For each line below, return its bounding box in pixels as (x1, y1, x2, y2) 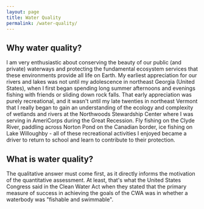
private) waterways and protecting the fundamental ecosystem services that (6, 65, 198, 73)
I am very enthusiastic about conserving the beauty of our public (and (6, 59, 181, 66)
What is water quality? (6, 154, 94, 164)
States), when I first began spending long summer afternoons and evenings (6, 84, 196, 92)
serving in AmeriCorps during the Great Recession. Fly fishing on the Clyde (6, 117, 195, 125)
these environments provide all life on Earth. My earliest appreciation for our (6, 72, 197, 79)
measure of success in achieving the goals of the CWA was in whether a (6, 190, 188, 196)
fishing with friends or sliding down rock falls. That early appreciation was (6, 91, 192, 98)
